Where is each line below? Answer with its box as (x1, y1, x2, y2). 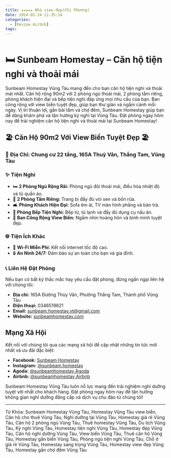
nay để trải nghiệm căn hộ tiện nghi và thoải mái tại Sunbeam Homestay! (5, 118, 157, 124)
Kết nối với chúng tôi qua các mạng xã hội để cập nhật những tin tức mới (5, 342, 157, 348)
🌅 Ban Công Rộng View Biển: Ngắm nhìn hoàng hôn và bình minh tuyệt (12, 214, 162, 220)
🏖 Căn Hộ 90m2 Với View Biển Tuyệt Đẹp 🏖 (5, 133, 149, 142)
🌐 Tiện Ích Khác (5, 233, 46, 240)
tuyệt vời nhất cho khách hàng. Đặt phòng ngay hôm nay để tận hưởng (5, 389, 153, 395)
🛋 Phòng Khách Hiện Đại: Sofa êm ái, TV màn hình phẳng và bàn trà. (12, 201, 159, 208)
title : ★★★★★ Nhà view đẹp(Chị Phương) (5, 7, 90, 13)
